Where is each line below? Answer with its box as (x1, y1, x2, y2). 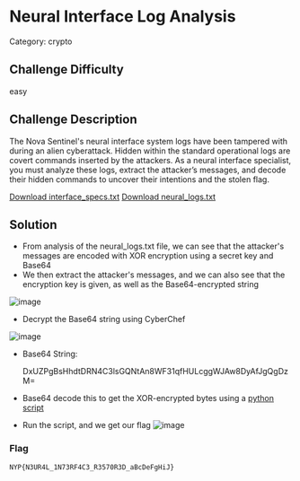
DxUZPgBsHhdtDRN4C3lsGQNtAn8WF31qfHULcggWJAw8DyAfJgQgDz (22, 366, 289, 377)
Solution (9, 217, 57, 232)
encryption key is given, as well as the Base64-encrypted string (22, 279, 259, 290)
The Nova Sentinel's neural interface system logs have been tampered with (9, 136, 288, 146)
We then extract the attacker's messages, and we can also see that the (22, 269, 286, 280)
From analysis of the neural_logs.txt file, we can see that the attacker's (22, 240, 285, 252)
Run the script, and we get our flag (22, 420, 151, 431)
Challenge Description (9, 112, 137, 127)
